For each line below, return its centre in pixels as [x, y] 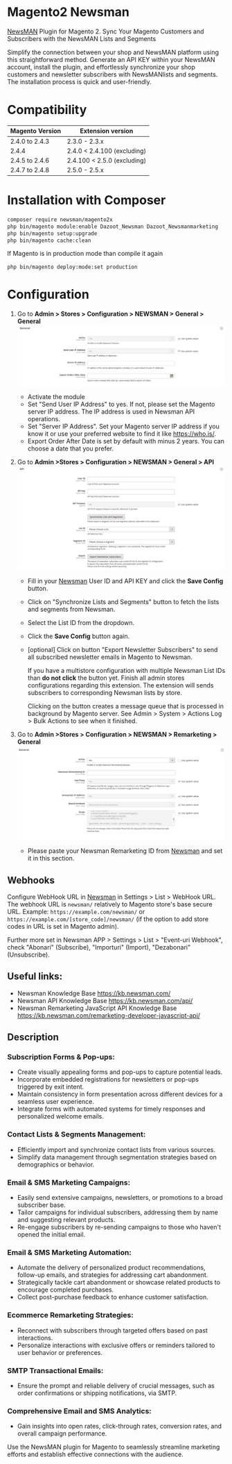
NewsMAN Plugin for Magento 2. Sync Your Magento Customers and [106, 31]
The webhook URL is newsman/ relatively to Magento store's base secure [110, 904]
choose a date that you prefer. [71, 448]
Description [33, 1038]
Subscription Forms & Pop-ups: [61, 1057]
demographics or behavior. [56, 1164]
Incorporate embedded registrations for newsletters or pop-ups [108, 1080]
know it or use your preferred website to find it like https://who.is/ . [122, 433]
